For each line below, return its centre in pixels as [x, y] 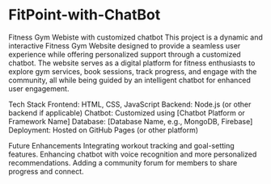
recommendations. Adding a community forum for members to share [123, 162]
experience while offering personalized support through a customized [125, 54]
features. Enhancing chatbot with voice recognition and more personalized [133, 154]
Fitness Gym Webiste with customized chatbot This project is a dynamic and [135, 37]
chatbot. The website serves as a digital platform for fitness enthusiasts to [132, 63]
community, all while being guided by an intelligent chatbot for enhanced [129, 80]
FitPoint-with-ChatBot [85, 15]
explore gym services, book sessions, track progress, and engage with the [133, 71]
